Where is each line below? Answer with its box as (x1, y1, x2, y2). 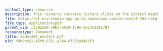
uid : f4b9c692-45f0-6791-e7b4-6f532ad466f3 (5, 39, 95, 44)
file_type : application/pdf (5, 20, 62, 26)
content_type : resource (5, 7, 53, 12)
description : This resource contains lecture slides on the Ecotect (5, 12, 147, 17)
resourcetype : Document (5, 30, 53, 34)
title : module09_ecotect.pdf (5, 34, 64, 39)
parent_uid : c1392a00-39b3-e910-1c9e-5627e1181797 (5, 25, 110, 30)
